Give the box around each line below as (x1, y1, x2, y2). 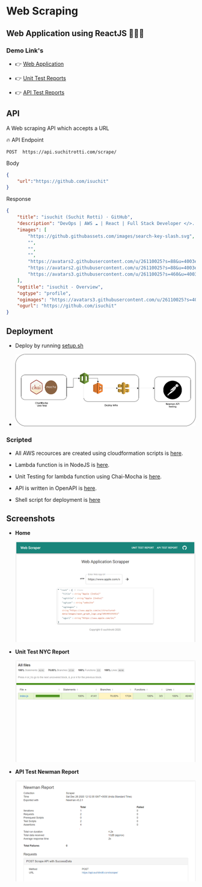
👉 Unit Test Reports (14, 74, 66, 82)
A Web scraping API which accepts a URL (6, 125, 109, 132)
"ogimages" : (17, 297, 47, 303)
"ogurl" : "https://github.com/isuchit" (17, 303, 117, 309)
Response (6, 196, 31, 203)
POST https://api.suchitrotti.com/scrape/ (6, 149, 117, 155)
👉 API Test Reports (14, 88, 65, 96)
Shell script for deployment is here (14, 496, 100, 503)
